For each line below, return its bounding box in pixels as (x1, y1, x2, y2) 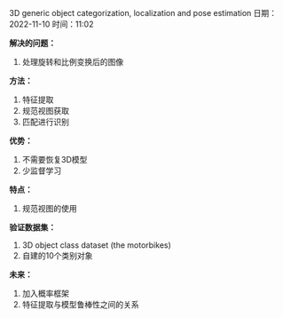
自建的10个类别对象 (21, 250, 93, 260)
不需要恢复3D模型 (21, 155, 88, 164)
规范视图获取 (21, 106, 69, 115)
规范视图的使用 (21, 203, 77, 213)
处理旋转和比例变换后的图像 (21, 57, 124, 67)
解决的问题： (9, 38, 56, 48)
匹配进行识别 (21, 116, 69, 127)
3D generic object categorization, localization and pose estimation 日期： (9, 8, 278, 18)
